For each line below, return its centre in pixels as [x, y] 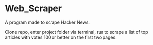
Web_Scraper [34, 9]
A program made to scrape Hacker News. [48, 22]
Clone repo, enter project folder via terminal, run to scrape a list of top [76, 32]
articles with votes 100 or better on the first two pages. [61, 37]
